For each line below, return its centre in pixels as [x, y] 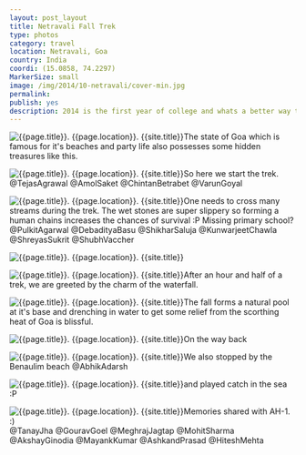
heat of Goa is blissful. [51, 322]
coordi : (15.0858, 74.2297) [63, 69]
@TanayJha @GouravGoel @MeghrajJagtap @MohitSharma [122, 431]
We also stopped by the [228, 357]
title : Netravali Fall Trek [63, 26]
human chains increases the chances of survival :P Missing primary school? [152, 220]
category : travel [42, 43]
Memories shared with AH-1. [237, 411]
